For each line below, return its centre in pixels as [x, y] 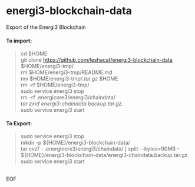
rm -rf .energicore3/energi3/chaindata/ [68, 98]
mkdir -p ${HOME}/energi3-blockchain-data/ [75, 143]
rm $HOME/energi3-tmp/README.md [66, 72]
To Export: [19, 123]
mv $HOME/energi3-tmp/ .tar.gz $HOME [69, 79]
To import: [19, 41]
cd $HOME [34, 54]
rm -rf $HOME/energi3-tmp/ [55, 85]
